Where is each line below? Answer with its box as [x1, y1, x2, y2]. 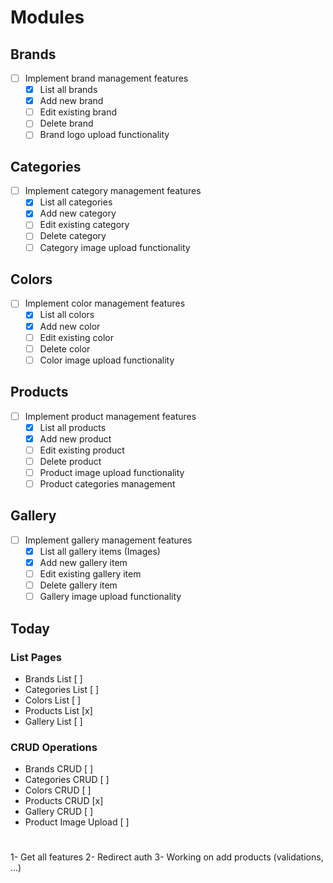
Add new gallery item [39, 556, 128, 568]
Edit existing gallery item [39, 568, 142, 580]
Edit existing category [39, 219, 130, 231]
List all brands [39, 84, 98, 96]
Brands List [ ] [24, 672, 83, 685]
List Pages [10, 650, 62, 664]
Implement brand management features [24, 72, 189, 84]
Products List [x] [24, 704, 93, 716]
